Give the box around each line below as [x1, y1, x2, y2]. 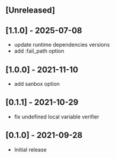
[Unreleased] [5, 5, 56, 15]
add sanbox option [14, 80, 60, 88]
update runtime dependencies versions [14, 41, 110, 49]
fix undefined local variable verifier [14, 113, 99, 120]
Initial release [14, 146, 47, 153]
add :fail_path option [14, 47, 65, 54]
